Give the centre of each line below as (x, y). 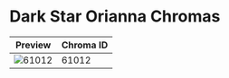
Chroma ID (85, 45)
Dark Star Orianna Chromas (115, 17)
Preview (33, 45)
